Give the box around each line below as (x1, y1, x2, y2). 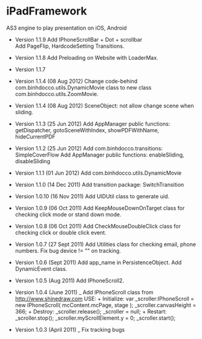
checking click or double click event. (15, 228, 107, 236)
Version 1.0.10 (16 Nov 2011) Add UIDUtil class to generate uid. (15, 192, 170, 200)
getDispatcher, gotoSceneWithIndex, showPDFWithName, (15, 126, 160, 134)
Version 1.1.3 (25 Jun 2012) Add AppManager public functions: (15, 120, 171, 128)
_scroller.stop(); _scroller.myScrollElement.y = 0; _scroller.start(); (15, 314, 176, 321)
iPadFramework (6, 4, 87, 18)
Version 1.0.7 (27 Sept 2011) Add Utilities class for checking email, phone (15, 241, 197, 248)
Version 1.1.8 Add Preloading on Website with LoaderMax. (15, 54, 158, 61)
